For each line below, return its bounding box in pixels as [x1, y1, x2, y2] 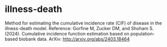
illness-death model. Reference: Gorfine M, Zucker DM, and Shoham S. [5, 25, 154, 31]
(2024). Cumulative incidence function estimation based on [5, 30, 129, 36]
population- [130, 30, 155, 36]
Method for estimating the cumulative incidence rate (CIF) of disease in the [5, 20, 162, 26]
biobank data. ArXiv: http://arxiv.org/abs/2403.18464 [19, 36, 130, 42]
